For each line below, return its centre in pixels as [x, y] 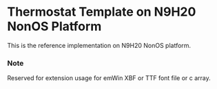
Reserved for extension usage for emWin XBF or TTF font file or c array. [109, 78]
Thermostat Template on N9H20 [102, 12]
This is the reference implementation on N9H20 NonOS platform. [99, 45]
